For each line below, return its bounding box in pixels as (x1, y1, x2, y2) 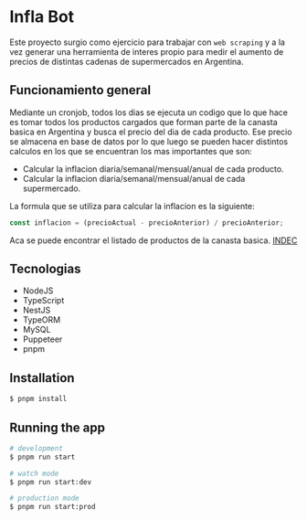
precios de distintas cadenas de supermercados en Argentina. (9, 56, 244, 67)
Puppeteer (22, 334, 63, 345)
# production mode (9, 493, 79, 504)
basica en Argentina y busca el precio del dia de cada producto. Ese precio (9, 126, 292, 137)
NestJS (22, 304, 51, 316)
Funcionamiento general (9, 82, 152, 98)
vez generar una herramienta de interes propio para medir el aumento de (9, 46, 284, 57)
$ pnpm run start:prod (9, 503, 96, 512)
